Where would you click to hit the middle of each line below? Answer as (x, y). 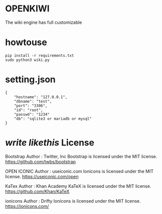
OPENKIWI (27, 9)
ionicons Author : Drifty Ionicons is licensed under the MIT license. (73, 201)
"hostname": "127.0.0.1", (41, 97)
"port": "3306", (31, 106)
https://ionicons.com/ (27, 206)
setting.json (30, 80)
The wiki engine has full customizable (44, 22)
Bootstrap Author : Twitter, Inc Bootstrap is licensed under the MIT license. (81, 156)
